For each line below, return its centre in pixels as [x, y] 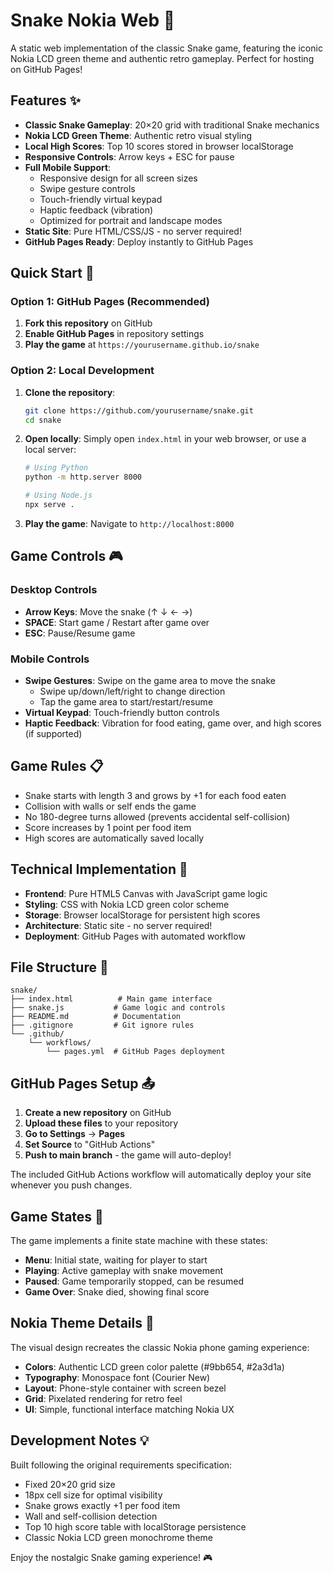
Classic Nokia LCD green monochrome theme [118, 1537]
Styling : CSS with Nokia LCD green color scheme [127, 904]
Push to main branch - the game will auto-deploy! [128, 1155]
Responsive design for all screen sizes [118, 178]
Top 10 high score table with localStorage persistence [135, 1526]
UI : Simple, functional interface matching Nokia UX [129, 1409]
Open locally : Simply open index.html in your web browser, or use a [165, 439]
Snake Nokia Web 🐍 [93, 20]
